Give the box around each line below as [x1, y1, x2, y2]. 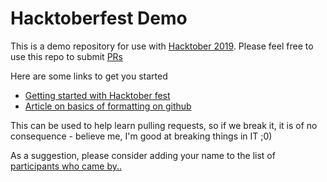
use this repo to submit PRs [10, 50, 123, 62]
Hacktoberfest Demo [10, 7, 188, 30]
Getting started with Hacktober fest [24, 89, 171, 101]
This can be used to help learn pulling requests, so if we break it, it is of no [10, 119, 318, 131]
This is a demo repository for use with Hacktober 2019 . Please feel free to [10, 40, 314, 52]
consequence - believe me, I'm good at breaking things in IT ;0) [10, 130, 273, 142]
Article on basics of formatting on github [24, 100, 192, 112]
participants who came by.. [10, 160, 123, 172]
